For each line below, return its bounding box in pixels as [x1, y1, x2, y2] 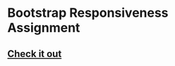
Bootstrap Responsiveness [7, 5, 169, 21]
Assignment [7, 20, 80, 36]
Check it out [7, 48, 62, 60]
